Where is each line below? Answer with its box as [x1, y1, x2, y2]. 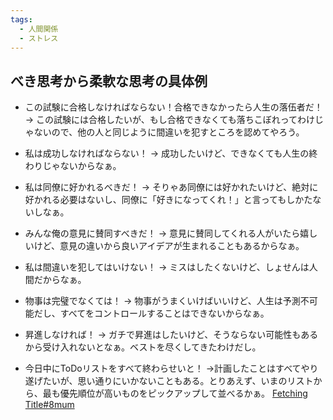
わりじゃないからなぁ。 [24, 160, 122, 172]
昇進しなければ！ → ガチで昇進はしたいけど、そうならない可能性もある [24, 329, 319, 341]
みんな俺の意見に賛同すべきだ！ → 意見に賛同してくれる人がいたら [24, 227, 301, 240]
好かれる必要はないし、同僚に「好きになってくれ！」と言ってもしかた [24, 194, 313, 206]
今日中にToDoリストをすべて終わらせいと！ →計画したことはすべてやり [24, 362, 319, 375]
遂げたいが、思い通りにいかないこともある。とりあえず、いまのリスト [24, 375, 314, 387]
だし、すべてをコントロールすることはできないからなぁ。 [33, 307, 270, 320]
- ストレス [19, 33, 59, 43]
